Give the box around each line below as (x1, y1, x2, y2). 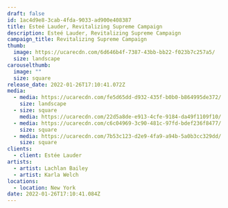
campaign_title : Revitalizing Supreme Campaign (7, 36, 148, 43)
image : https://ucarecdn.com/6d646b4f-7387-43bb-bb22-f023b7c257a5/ (13, 49, 216, 56)
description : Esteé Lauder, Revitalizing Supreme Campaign (7, 29, 182, 37)
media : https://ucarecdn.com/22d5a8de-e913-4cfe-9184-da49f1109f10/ (19, 113, 222, 120)
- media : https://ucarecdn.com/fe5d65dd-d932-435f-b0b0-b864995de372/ (13, 94, 222, 101)
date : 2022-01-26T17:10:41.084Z (7, 191, 100, 198)
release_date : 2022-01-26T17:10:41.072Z (7, 81, 126, 88)
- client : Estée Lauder (13, 152, 82, 159)
